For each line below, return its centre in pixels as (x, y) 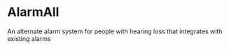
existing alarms (29, 38)
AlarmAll (33, 12)
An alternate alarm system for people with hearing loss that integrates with (115, 31)
